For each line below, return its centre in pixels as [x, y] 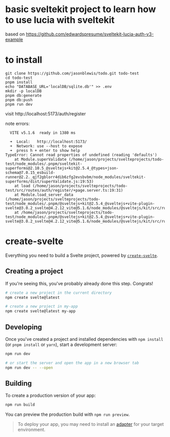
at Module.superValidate [40, 159]
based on [15, 34]
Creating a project [34, 271]
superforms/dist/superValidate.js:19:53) [50, 181]
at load [22, 186]
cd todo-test [19, 78]
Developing [24, 327]
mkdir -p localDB [24, 91]
